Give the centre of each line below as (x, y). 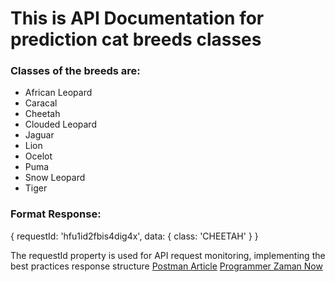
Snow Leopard (55, 178)
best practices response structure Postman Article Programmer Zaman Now (166, 266)
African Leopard (58, 93)
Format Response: (56, 214)
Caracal (41, 103)
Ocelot (38, 156)
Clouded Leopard (60, 124)
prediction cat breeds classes (136, 39)
